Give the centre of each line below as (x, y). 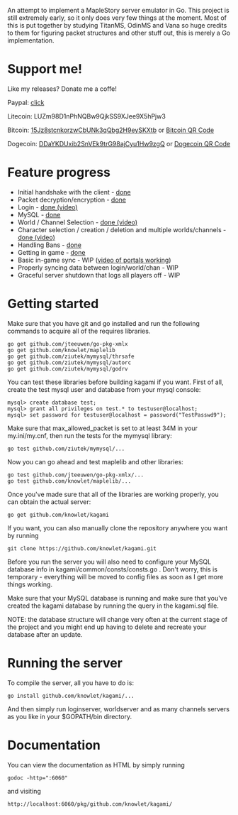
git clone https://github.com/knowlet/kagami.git (82, 548)
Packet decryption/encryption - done (72, 199)
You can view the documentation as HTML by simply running (96, 765)
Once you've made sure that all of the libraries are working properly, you (113, 494)
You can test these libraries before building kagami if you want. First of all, (115, 382)
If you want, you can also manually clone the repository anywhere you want (118, 527)
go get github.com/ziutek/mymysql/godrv (68, 368)
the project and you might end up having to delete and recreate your (107, 627)
